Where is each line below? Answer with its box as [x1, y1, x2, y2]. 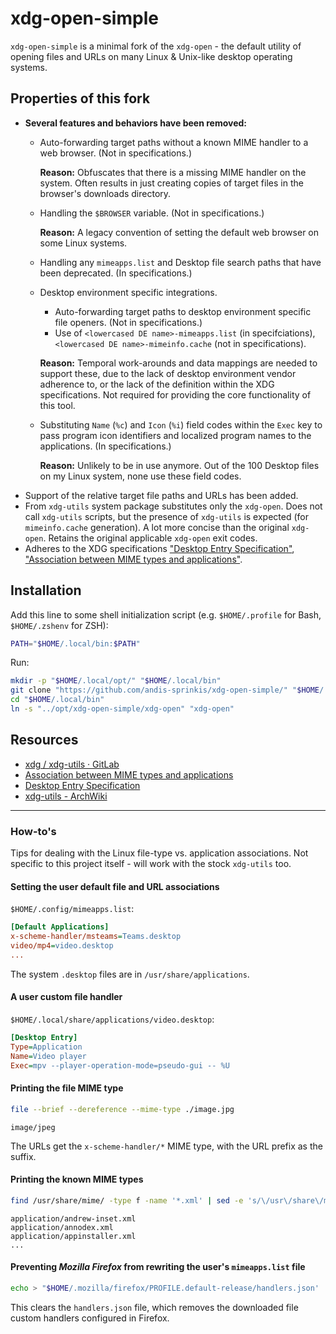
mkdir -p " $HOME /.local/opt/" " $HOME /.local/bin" [10, 676, 222, 686]
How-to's [10, 824, 57, 838]
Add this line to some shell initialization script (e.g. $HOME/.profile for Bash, [10, 608, 322, 621]
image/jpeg [10, 1122, 56, 1132]
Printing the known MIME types [10, 1173, 144, 1186]
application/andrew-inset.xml [10, 1213, 137, 1224]
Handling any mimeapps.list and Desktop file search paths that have [39, 256, 322, 268]
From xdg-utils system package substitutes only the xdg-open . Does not [24, 500, 323, 512]
